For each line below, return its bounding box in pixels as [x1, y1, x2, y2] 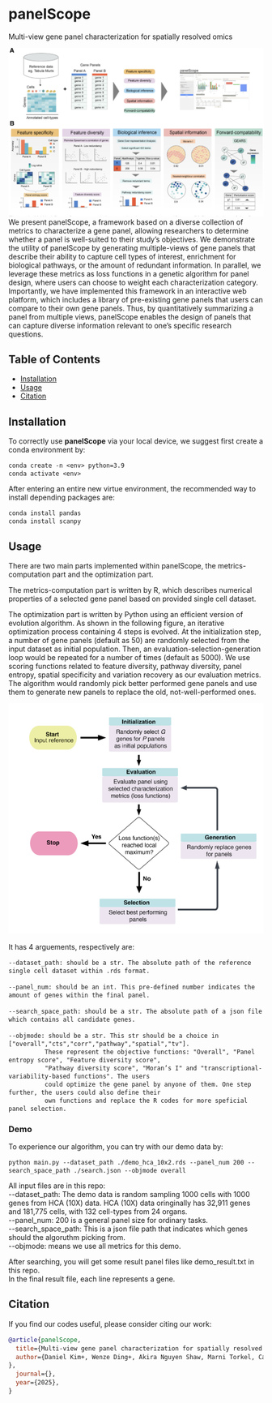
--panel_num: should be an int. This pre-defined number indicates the [8, 983, 255, 991]
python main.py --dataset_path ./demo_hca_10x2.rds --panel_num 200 [8, 1159, 244, 1167]
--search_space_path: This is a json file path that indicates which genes [8, 1224, 249, 1234]
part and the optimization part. [52, 569, 154, 580]
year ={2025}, [15, 1379, 60, 1387]
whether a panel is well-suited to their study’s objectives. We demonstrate [8, 234, 255, 244]
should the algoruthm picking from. [8, 1233, 125, 1242]
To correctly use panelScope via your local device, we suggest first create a [8, 436, 264, 446]
